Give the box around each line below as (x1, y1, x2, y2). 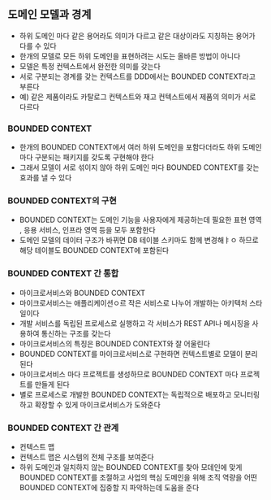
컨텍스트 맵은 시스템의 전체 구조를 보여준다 (19, 452, 155, 462)
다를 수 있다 (19, 41, 58, 50)
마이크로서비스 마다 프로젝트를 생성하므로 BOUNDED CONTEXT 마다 (19, 369, 239, 379)
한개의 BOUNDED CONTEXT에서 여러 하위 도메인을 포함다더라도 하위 (19, 142, 241, 152)
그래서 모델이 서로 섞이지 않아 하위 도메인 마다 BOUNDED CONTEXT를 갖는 (19, 163, 260, 172)
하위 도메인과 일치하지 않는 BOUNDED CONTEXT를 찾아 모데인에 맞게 (19, 463, 243, 472)
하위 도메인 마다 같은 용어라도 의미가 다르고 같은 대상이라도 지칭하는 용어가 (19, 31, 256, 41)
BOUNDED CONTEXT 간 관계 (7, 422, 119, 433)
